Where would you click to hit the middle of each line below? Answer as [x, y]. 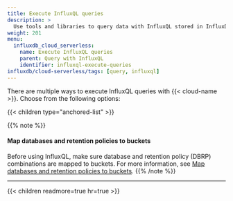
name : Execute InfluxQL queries [66, 52]
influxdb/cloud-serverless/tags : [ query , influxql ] [83, 71]
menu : [15, 39]
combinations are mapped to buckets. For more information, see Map [106, 164]
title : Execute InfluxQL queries [55, 13]
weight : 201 [24, 33]
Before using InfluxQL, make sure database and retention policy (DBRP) [109, 156]
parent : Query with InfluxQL [62, 59]
